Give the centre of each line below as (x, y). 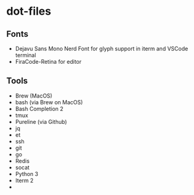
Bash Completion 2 (39, 109)
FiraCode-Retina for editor (48, 62)
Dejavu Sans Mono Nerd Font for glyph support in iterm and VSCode (102, 48)
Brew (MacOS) (34, 96)
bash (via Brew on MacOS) (49, 102)
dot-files (29, 11)
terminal (26, 55)
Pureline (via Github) (41, 121)
